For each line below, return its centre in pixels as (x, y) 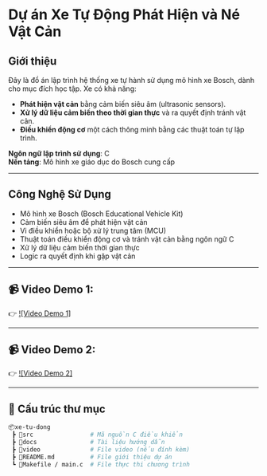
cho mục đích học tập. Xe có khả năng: (72, 89)
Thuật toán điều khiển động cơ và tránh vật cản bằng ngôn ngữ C (127, 239)
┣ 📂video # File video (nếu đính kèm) (101, 449)
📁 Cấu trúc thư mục (57, 409)
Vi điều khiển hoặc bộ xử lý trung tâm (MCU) (93, 230)
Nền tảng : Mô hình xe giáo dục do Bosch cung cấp (92, 162)
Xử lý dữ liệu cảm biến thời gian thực (80, 247)
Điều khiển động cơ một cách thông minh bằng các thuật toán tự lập (132, 130)
